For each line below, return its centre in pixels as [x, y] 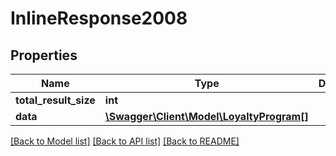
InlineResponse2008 [99, 18]
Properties [44, 55]
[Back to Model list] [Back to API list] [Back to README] [125, 141]
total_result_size [55, 100]
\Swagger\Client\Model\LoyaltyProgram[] [206, 116]
